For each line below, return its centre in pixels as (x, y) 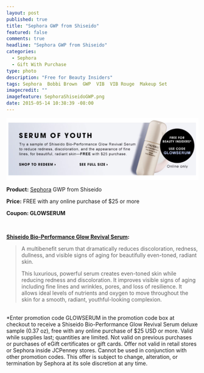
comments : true (26, 39)
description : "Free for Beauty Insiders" (60, 77)
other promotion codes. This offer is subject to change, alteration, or (92, 356)
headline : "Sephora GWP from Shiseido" (57, 45)
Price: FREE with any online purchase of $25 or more (73, 201)
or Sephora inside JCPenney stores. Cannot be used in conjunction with (97, 350)
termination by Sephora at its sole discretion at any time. (77, 363)
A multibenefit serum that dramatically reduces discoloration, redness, (109, 248)
